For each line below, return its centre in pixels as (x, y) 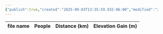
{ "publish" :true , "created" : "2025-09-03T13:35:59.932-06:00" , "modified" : (80, 9)
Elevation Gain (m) (115, 26)
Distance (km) (72, 26)
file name (19, 26)
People (42, 26)
